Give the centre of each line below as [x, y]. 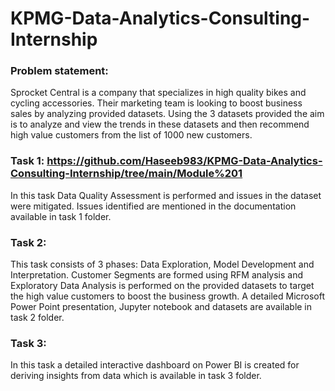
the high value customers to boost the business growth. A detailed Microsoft [168, 296]
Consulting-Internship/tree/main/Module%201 [126, 174]
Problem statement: [59, 71]
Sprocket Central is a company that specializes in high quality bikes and [158, 93]
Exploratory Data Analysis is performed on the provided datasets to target [162, 286]
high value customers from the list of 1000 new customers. [131, 135]
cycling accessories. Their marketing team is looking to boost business [156, 103]
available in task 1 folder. [61, 216]
